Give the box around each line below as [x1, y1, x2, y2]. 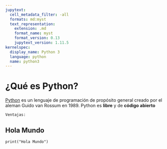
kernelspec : [5, 45, 30, 50]
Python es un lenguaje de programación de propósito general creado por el [5, 97, 162, 103]
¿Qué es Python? [5, 81, 78, 92]
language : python [10, 54, 47, 59]
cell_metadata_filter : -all [10, 12, 69, 17]
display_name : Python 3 [10, 49, 60, 54]
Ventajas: [5, 112, 26, 117]
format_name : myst [14, 31, 53, 36]
